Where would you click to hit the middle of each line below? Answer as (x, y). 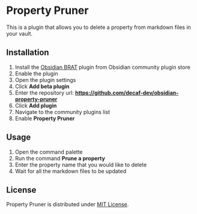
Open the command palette (49, 152)
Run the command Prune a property (60, 158)
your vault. (20, 33)
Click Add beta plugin (42, 86)
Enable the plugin (36, 74)
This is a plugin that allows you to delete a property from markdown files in (98, 27)
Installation (28, 53)
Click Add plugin (36, 105)
